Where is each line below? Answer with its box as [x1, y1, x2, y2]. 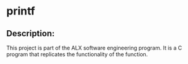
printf [6, 4, 36, 18]
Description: [6, 28, 55, 39]
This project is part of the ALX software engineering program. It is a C [6, 44, 182, 51]
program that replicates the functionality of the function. [6, 51, 148, 58]
